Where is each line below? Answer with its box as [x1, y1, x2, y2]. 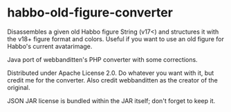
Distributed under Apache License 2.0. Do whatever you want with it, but [7, 69, 214, 77]
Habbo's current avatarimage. [7, 42, 93, 50]
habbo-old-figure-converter [7, 5, 173, 21]
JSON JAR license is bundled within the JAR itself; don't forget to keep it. [7, 96, 216, 104]
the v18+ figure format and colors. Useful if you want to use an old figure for [7, 34, 225, 43]
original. [7, 83, 30, 91]
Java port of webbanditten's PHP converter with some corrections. [7, 55, 198, 63]
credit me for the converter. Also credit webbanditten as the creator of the [7, 76, 218, 84]
